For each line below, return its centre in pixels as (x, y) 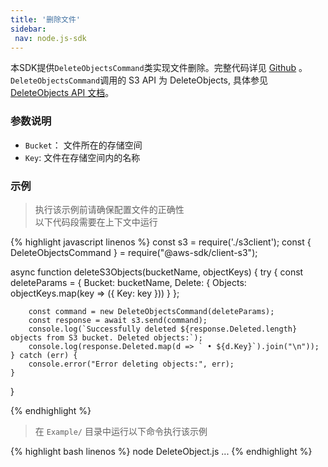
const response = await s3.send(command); (118, 320)
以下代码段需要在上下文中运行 (96, 222)
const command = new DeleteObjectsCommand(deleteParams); (151, 311)
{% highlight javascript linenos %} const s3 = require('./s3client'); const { (161, 242)
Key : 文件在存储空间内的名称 (82, 157)
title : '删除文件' (46, 19)
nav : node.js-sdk (50, 38)
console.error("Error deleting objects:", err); (131, 364)
